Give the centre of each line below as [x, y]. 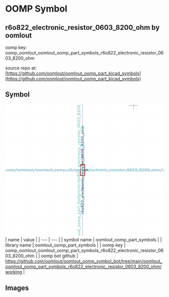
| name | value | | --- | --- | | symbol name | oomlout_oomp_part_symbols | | [83, 240]
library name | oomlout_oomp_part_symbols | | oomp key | [65, 245]
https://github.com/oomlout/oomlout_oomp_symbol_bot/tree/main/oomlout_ [84, 261]
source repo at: [21, 68]
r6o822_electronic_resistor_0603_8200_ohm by [82, 28]
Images [17, 288]
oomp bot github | [60, 256]
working [14, 272]
